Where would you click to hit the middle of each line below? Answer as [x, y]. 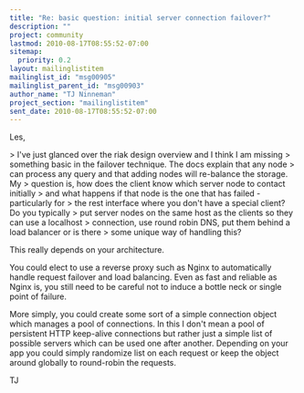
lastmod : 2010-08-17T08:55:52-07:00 [79, 43]
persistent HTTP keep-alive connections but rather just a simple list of [141, 334]
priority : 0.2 [44, 60]
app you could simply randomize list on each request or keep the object [144, 353]
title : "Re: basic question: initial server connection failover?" [141, 18]
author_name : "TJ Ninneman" [63, 94]
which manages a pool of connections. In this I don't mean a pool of [137, 324]
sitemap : [26, 52]
